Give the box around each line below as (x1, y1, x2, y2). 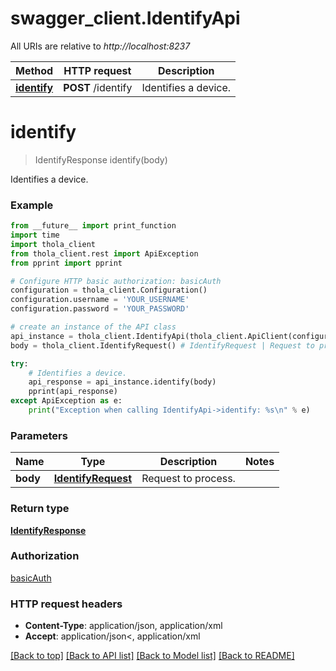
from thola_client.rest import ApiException (10, 248, 199, 259)
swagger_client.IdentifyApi (10, 7, 241, 30)
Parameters (10, 428, 68, 442)
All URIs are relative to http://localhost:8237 (10, 40, 191, 52)
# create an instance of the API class (10, 322, 177, 332)
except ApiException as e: (10, 396, 123, 406)
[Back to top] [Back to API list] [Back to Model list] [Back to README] (10, 650, 295, 662)
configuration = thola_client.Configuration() (10, 285, 208, 296)
